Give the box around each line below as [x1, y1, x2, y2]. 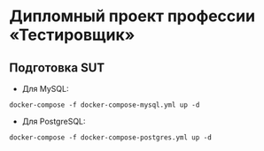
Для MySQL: [21, 84, 69, 94]
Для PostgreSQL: [21, 117, 86, 126]
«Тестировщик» [9, 25, 136, 45]
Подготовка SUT [9, 60, 105, 75]
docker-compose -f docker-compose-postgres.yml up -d [9, 133, 213, 142]
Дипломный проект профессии [9, 6, 255, 26]
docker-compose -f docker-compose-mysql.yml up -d [9, 101, 200, 109]
